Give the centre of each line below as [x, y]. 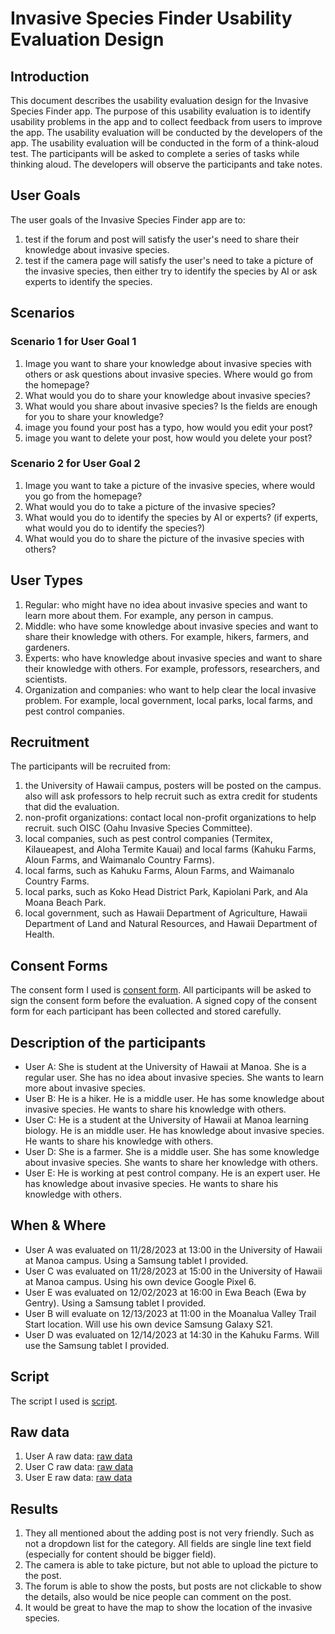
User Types [47, 580]
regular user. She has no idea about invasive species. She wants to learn [174, 1078]
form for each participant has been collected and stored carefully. [146, 1011]
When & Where [58, 1225]
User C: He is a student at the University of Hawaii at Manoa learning [166, 1120]
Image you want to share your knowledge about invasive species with [168, 363]
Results [34, 1508]
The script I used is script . [64, 1401]
